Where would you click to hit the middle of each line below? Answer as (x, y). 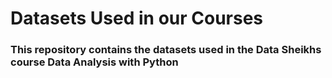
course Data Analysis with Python (94, 62)
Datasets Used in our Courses (137, 18)
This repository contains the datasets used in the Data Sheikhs (166, 50)
